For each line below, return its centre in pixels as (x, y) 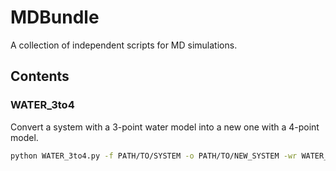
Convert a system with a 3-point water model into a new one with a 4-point (165, 127)
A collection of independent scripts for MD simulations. (124, 45)
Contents (40, 76)
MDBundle (55, 17)
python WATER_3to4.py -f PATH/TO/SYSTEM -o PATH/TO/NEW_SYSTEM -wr (154, 156)
